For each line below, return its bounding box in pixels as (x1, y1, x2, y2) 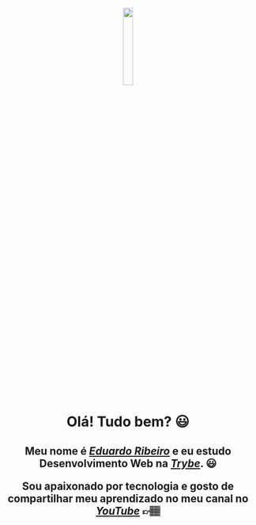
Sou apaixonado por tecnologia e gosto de (21, 479, 235, 493)
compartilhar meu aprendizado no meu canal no (7, 492, 249, 505)
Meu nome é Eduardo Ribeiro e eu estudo (24, 444, 232, 458)
